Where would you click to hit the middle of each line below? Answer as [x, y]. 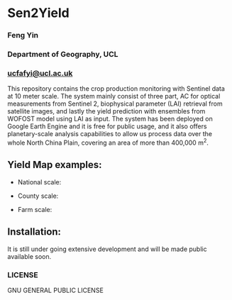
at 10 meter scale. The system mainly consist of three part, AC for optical [114, 96]
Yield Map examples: [55, 165]
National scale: [39, 182]
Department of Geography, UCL [63, 55]
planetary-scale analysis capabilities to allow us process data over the [110, 134]
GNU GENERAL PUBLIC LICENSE [56, 290]
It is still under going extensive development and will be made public [107, 249]
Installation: [34, 232]
